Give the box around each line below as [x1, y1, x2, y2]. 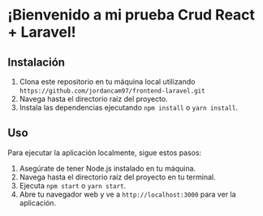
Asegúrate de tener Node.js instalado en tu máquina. [19, 163, 196, 173]
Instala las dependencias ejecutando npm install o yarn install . [19, 103, 239, 112]
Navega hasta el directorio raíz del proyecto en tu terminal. [19, 172, 216, 182]
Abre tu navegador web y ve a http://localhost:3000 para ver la [19, 189, 236, 199]
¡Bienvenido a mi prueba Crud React [7, 6, 256, 24]
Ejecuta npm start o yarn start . [19, 180, 127, 190]
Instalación [7, 55, 66, 69]
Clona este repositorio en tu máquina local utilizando [19, 77, 196, 86]
